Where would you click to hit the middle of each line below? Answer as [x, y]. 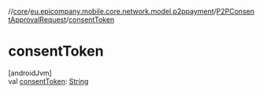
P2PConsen [235, 11]
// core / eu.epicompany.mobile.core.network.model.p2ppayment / [112, 11]
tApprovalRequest [37, 20]
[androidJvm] [30, 73]
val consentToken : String [48, 81]
